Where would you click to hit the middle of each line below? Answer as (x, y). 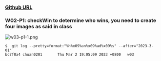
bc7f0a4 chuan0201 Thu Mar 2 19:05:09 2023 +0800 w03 (70, 55)
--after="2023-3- (136, 46)
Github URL (19, 7)
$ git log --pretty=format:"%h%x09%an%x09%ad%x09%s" (61, 46)
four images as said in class (39, 26)
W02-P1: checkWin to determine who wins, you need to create (81, 20)
